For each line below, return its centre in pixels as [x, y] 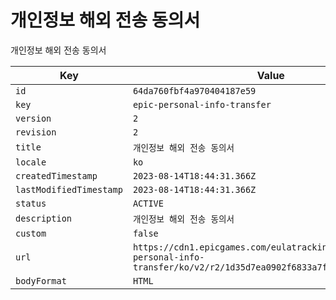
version [33, 118]
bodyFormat [41, 280]
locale [31, 162]
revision [36, 132]
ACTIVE [148, 203]
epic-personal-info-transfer [202, 104]
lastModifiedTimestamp [69, 189]
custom [31, 233]
